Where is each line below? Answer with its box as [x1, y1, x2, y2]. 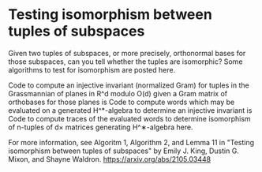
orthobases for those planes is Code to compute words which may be [8, 97, 235, 107]
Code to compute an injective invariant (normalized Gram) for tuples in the [8, 80, 250, 90]
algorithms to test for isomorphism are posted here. [8, 65, 176, 74]
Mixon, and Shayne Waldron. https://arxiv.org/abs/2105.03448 [8, 154, 211, 163]
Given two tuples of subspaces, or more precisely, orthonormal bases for [8, 48, 246, 58]
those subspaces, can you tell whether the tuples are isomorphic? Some [8, 57, 243, 66]
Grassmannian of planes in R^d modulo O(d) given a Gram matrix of [8, 88, 227, 98]
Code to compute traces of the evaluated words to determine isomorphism [8, 114, 251, 123]
